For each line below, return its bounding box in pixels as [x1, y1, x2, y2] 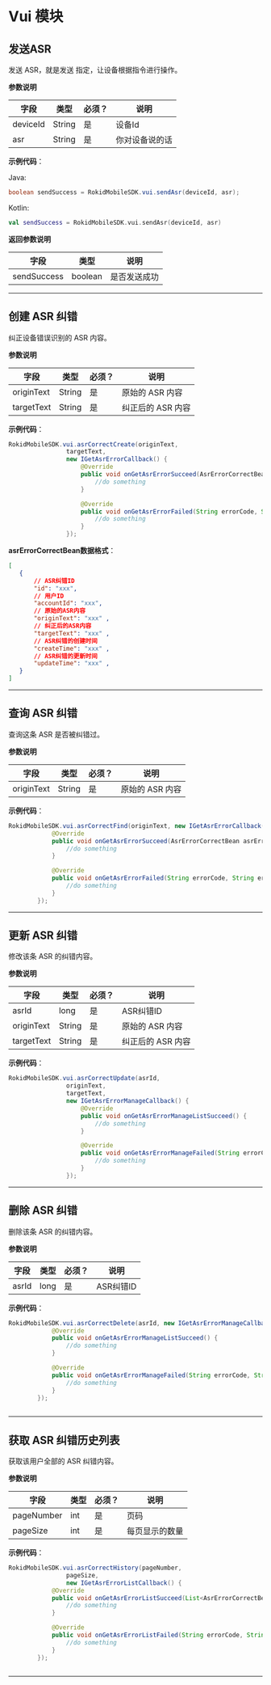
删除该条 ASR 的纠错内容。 [8, 1227, 98, 1236]
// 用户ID [33, 592, 65, 600]
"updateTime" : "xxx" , [33, 660, 110, 668]
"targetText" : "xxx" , [33, 629, 110, 637]
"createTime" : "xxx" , [33, 644, 110, 652]
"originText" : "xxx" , [33, 614, 110, 623]
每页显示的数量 [126, 1526, 184, 1537]
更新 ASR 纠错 [8, 929, 78, 943]
